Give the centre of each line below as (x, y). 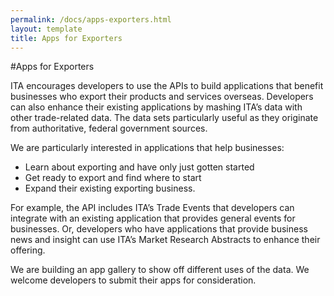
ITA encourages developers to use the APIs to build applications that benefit (167, 86)
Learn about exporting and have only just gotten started (139, 167)
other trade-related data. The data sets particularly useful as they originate (164, 118)
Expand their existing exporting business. (110, 188)
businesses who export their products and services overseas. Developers (162, 97)
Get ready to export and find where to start (113, 178)
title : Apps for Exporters (66, 38)
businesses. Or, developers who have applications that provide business (159, 229)
